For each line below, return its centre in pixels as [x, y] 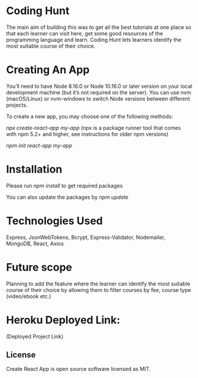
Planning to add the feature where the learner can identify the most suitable [98, 284]
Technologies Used [55, 221]
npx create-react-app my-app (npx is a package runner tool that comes [94, 127]
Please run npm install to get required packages [64, 185]
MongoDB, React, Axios [35, 244]
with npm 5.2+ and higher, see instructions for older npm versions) [87, 134]
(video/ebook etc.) [29, 296]
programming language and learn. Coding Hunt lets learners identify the [94, 40]
